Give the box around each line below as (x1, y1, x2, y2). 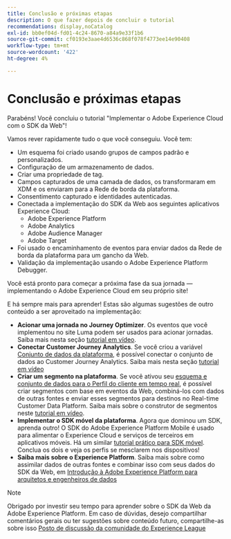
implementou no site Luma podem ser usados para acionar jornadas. (17, 328, 213, 336)
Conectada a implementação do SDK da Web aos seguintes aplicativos (17, 199, 220, 208)
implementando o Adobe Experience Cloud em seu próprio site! (7, 286, 188, 295)
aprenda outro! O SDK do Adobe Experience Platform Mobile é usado (17, 423, 214, 432)
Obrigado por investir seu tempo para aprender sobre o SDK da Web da (7, 502, 212, 510)
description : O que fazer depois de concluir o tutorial (7, 17, 175, 24)
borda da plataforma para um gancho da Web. (17, 250, 149, 259)
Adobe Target (27, 236, 67, 244)
